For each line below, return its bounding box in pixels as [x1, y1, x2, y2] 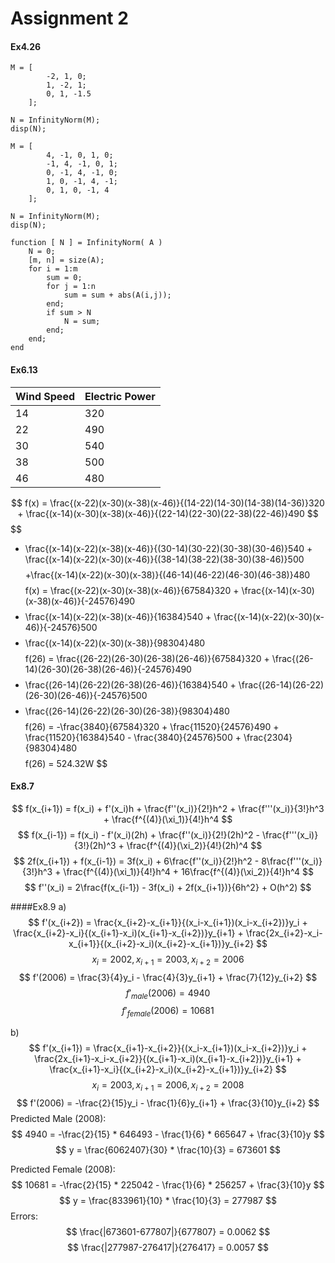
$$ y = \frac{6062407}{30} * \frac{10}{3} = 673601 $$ [54, 1143, 282, 1156]
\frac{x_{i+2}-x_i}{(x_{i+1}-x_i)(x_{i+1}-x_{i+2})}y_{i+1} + [13, 927, 244, 939]
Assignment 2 [10, 7, 129, 30]
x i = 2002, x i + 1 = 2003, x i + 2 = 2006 [91, 953, 245, 967]
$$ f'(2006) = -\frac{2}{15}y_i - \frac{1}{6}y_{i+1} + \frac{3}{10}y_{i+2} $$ [16, 1097, 320, 1109]
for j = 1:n [46, 282, 97, 292]
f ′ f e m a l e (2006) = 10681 [121, 1005, 215, 1019]
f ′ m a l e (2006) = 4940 [125, 987, 211, 1001]
